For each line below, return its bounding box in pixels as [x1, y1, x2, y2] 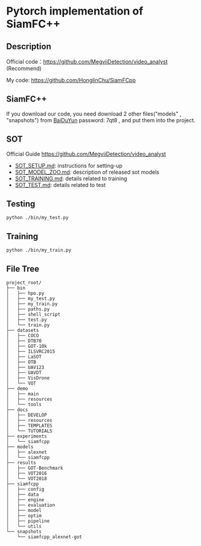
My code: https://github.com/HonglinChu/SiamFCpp [6, 77, 136, 84]
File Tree [6, 263, 40, 274]
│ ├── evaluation [6, 502, 56, 508]
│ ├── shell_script [6, 312, 61, 318]
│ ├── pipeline [6, 518, 50, 524]
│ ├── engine [6, 497, 45, 503]
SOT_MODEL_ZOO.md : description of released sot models [14, 168, 160, 176]
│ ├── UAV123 [6, 364, 45, 370]
